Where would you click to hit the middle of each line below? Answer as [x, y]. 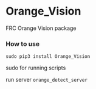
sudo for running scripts [36, 68]
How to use [23, 44]
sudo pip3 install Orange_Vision [48, 57]
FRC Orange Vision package [41, 28]
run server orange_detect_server [46, 80]
